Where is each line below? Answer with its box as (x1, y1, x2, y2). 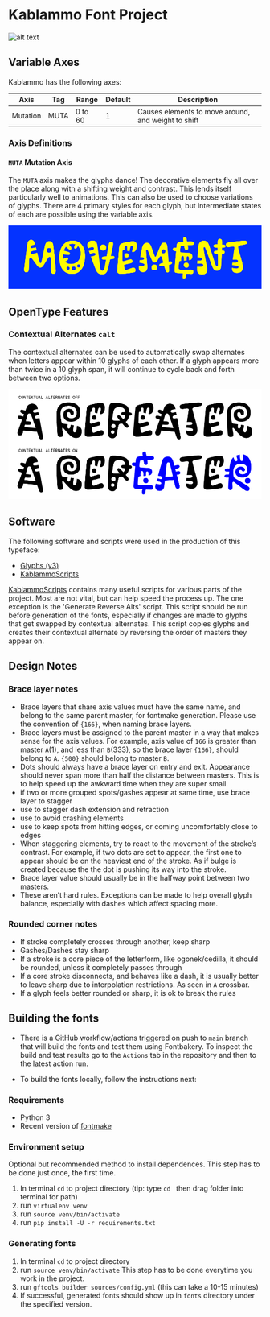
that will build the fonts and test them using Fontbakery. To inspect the (19, 1041, 253, 1051)
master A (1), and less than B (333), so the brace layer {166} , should (19, 745, 239, 754)
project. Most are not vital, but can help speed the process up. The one (8, 593, 243, 603)
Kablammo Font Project (8, 6, 168, 24)
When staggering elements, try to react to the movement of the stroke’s (19, 839, 257, 848)
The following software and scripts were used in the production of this (8, 536, 241, 546)
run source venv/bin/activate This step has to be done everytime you (19, 1265, 253, 1274)
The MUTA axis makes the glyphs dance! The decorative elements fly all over (8, 175, 259, 185)
